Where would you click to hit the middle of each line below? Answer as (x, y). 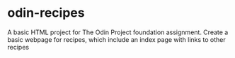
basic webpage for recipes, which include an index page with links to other (117, 39)
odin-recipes (46, 13)
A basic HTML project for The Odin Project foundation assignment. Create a (118, 32)
